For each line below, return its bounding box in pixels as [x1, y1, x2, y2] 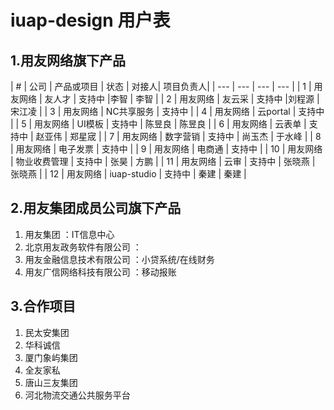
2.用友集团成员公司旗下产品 [10, 200, 182, 217]
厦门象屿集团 [24, 351, 78, 363]
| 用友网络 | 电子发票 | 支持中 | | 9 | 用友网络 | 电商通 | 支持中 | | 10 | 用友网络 [10, 143, 323, 155]
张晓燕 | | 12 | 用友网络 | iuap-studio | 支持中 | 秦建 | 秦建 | [10, 168, 247, 180]
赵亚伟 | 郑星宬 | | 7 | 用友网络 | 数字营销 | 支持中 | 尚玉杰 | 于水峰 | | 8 [35, 131, 322, 142]
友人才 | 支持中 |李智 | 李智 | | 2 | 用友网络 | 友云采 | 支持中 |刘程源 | [44, 93, 320, 105]
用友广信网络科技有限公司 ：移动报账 [24, 266, 177, 278]
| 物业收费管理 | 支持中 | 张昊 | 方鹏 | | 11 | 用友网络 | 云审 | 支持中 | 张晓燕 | [10, 156, 316, 167]
